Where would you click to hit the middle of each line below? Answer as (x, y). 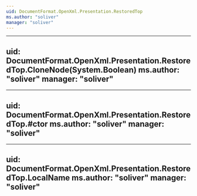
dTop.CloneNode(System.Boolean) (71, 70)
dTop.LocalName (38, 178)
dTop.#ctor (27, 124)
